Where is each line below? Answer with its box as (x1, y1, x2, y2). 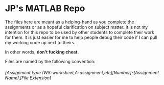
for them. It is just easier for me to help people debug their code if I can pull (5, 34, 158, 40)
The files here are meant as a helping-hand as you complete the (5, 19, 135, 25)
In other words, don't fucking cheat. (5, 49, 79, 55)
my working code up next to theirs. (5, 39, 76, 45)
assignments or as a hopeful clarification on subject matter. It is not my (5, 24, 148, 30)
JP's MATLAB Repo (5, 3, 85, 14)
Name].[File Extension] (5, 75, 51, 81)
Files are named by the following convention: (5, 58, 95, 64)
